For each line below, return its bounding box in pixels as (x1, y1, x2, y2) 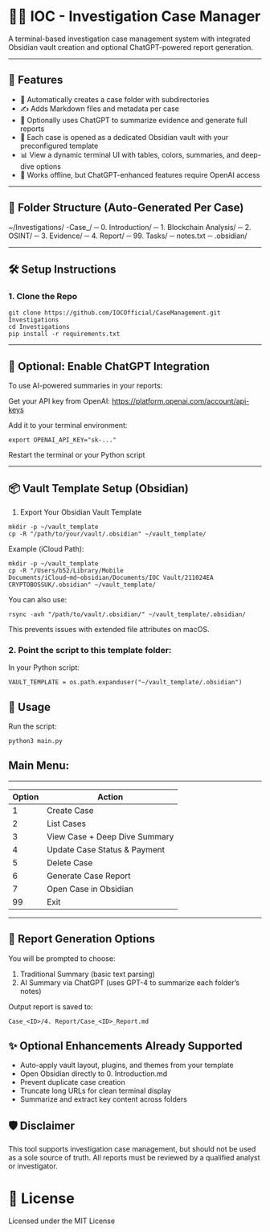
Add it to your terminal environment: (8, 421, 128, 430)
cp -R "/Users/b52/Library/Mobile (8, 566, 125, 574)
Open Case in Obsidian (47, 883, 134, 894)
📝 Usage (8, 700, 51, 714)
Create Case (47, 804, 94, 815)
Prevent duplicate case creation (19, 1078, 126, 1087)
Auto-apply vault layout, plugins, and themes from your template (19, 1061, 235, 1070)
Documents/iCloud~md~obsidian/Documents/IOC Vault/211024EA (8, 573, 215, 581)
